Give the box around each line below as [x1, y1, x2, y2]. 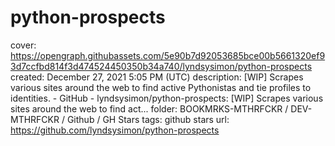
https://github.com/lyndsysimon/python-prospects [10, 124, 220, 136]
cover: [10, 39, 37, 51]
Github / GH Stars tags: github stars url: [66, 113, 230, 125]
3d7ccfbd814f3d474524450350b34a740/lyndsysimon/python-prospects [10, 60, 313, 72]
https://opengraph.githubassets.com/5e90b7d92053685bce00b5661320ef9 [10, 49, 326, 61]
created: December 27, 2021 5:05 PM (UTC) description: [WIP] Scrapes [10, 71, 304, 83]
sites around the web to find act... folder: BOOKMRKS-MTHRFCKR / [10, 102, 289, 115]
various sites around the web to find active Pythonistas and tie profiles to [10, 81, 312, 93]
